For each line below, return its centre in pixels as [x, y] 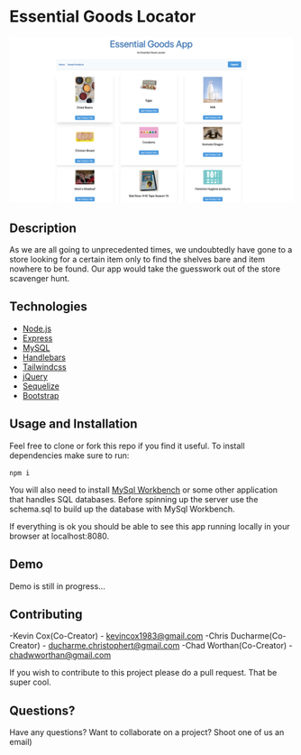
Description [43, 228]
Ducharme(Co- [258, 636]
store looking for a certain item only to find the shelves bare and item [137, 260]
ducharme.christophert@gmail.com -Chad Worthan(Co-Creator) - [170, 646]
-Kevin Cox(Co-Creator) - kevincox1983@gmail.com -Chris [119, 636]
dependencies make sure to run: [69, 455]
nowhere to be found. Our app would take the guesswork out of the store [145, 269]
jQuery [35, 376]
